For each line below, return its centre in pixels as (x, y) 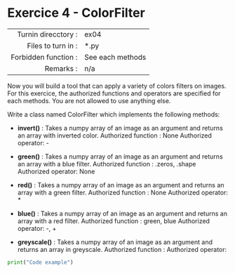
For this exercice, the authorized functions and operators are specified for (114, 93)
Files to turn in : (52, 46)
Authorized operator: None (56, 171)
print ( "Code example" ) (40, 262)
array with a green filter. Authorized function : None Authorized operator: (122, 192)
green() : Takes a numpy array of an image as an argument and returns (120, 157)
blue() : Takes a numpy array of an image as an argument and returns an (122, 213)
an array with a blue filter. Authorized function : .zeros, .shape (107, 164)
